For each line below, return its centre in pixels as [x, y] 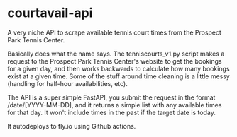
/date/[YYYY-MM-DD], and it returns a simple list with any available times [115, 105]
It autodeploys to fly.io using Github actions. [72, 126]
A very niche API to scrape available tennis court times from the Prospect [115, 32]
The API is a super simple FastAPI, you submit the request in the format [111, 97]
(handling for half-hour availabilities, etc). [67, 83]
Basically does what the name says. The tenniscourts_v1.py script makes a [116, 54]
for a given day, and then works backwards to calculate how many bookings [118, 68]
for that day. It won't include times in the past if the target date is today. [112, 112]
